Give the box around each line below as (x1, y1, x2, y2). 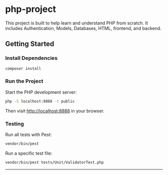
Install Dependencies (5, 55, 58, 62)
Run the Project (5, 78, 43, 85)
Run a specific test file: (5, 150, 52, 156)
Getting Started (5, 40, 54, 48)
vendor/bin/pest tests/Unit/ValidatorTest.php (5, 160, 104, 165)
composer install (5, 66, 41, 71)
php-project (5, 3, 56, 15)
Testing (5, 120, 24, 127)
